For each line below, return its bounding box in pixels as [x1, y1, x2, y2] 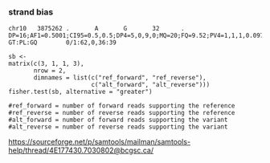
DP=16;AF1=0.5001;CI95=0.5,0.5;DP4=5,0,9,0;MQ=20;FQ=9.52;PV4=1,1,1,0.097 [8, 31, 264, 40]
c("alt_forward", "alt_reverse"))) [91, 81, 211, 89]
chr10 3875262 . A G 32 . [8, 25, 185, 33]
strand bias [8, 6, 54, 18]
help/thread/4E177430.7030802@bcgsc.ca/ [8, 145, 154, 155]
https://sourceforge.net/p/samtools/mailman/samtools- [8, 137, 191, 147]
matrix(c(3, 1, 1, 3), [8, 59, 84, 68]
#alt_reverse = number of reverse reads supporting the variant [8, 123, 228, 131]
